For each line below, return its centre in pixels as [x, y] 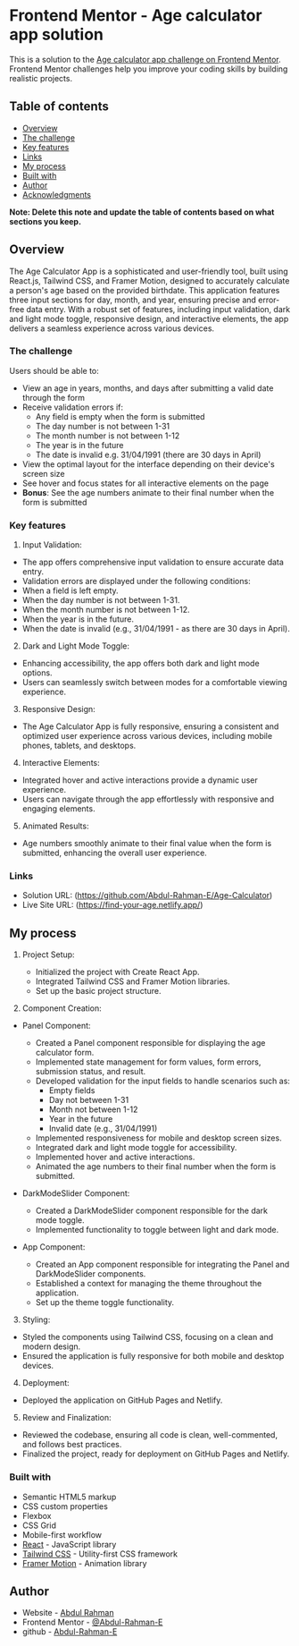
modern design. [51, 1346]
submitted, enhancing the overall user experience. [114, 853]
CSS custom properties [65, 1506]
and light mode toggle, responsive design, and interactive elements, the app [149, 318]
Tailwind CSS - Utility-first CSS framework [100, 1554]
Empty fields [72, 1090]
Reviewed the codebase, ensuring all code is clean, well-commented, [150, 1435]
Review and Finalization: [66, 1418]
